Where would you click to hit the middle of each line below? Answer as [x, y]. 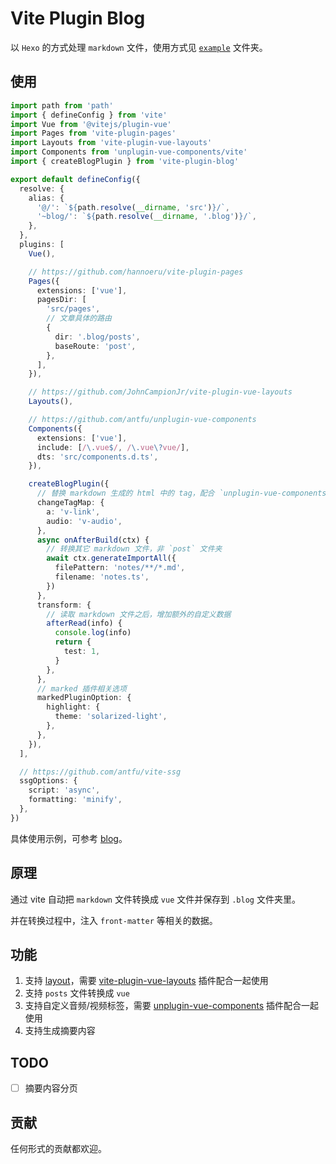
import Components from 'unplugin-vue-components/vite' [129, 152]
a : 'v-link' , [73, 512]
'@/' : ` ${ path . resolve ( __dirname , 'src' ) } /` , [133, 207]
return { [73, 642]
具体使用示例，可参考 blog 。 [69, 838]
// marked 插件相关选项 [81, 688]
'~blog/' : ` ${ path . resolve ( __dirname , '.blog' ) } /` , [146, 217]
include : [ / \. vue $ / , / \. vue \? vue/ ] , [113, 447]
